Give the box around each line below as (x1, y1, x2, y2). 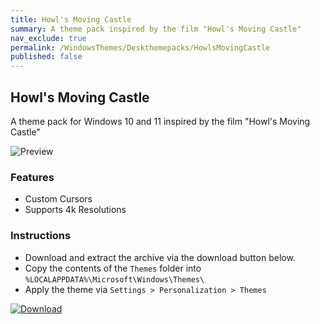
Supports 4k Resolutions (24, 204, 127, 216)
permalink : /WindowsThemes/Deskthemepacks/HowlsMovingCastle (10, 42, 271, 53)
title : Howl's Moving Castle (10, 14, 132, 25)
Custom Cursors (24, 193, 93, 205)
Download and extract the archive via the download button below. (24, 251, 296, 263)
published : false (10, 52, 83, 62)
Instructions (10, 229, 72, 243)
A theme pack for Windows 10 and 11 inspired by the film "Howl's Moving (10, 115, 311, 127)
